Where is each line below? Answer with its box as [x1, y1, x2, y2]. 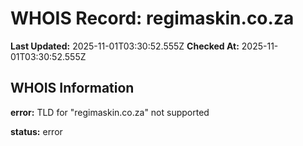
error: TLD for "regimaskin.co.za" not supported [10, 106, 210, 118]
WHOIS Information [10, 80, 135, 97]
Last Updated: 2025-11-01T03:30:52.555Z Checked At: [10, 40, 240, 52]
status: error [10, 125, 63, 137]
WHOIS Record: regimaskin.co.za [10, 7, 295, 30]
